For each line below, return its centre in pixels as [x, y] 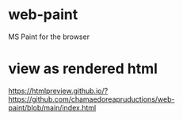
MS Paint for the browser [49, 37]
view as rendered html [83, 69]
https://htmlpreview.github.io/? [58, 91]
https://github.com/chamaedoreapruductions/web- [91, 99]
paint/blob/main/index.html [52, 107]
